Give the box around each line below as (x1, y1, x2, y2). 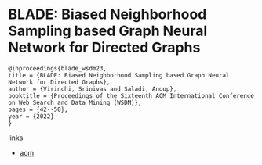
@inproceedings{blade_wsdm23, (8, 64, 107, 72)
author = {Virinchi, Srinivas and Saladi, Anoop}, (8, 84, 177, 93)
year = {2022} (8, 112, 55, 120)
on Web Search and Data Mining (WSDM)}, (8, 99, 143, 106)
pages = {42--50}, (8, 106, 68, 113)
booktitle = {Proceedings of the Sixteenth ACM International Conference (8, 91, 255, 99)
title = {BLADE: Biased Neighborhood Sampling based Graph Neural (8, 71, 230, 79)
